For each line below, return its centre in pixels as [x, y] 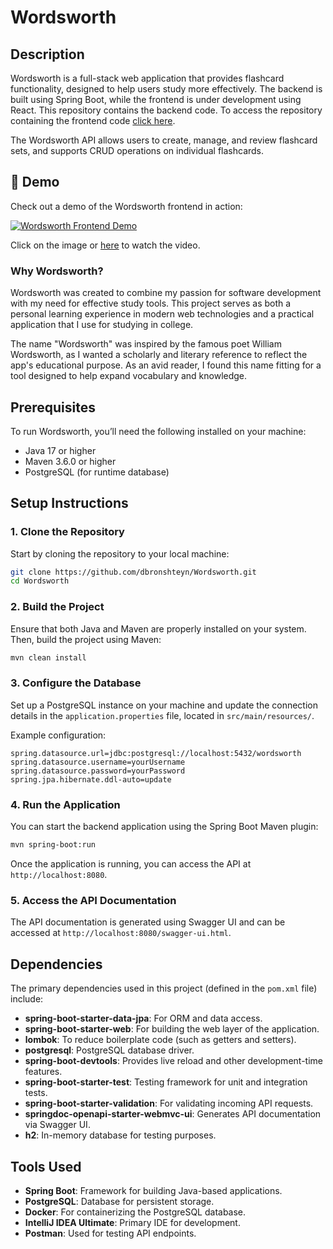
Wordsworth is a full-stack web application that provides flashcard [147, 78]
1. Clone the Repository [67, 532]
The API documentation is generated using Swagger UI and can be [148, 922]
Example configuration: [58, 735]
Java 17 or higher [60, 450]
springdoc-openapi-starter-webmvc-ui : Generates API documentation [173, 1114]
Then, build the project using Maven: [86, 639]
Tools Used [46, 1166]
